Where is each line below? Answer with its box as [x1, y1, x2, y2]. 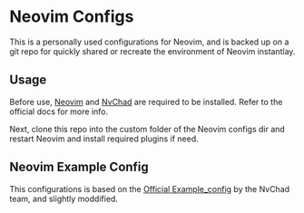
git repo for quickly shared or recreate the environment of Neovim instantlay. [9, 45, 296, 56]
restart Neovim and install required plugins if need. [9, 133, 199, 144]
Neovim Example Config [9, 160, 150, 175]
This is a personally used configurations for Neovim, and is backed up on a [9, 36, 289, 47]
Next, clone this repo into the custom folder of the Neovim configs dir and [9, 123, 286, 134]
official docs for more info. [9, 106, 109, 117]
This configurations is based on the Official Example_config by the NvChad [9, 183, 290, 194]
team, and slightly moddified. [9, 193, 118, 204]
